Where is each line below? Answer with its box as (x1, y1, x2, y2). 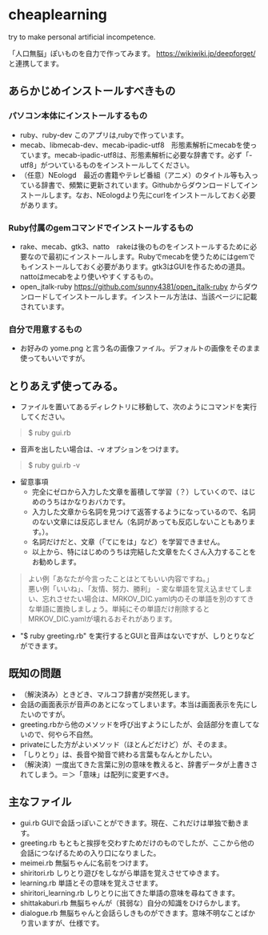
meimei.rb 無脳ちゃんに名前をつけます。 (19, 858, 154, 868)
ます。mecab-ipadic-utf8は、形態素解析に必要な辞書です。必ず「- (34, 150, 253, 159)
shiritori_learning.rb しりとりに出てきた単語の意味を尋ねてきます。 (19, 888, 240, 897)
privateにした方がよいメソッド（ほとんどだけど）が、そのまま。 (19, 739, 232, 749)
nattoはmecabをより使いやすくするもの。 (19, 271, 158, 281)
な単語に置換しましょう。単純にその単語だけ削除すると (27, 604, 210, 614)
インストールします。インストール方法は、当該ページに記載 (62, 291, 258, 301)
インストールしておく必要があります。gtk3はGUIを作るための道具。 (26, 262, 250, 271)
